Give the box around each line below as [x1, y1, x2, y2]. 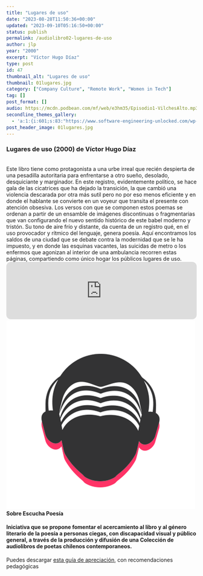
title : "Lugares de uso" [6, 10, 69, 16]
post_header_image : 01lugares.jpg [6, 124, 94, 130]
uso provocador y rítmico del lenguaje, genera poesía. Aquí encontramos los [6, 229, 196, 237]
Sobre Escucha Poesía [6, 510, 63, 517]
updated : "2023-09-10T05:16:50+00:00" [6, 22, 104, 28]
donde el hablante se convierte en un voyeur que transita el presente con [6, 197, 188, 205]
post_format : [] [6, 99, 47, 105]
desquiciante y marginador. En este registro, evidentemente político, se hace [6, 178, 197, 185]
